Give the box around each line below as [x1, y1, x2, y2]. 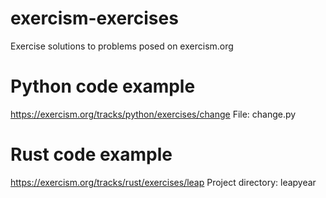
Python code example [10, 75, 196, 98]
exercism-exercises [10, 7, 179, 30]
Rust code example [10, 143, 173, 166]
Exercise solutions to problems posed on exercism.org [10, 40, 234, 52]
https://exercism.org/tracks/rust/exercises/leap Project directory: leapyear [10, 176, 317, 188]
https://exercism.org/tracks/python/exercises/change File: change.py [10, 108, 297, 120]
